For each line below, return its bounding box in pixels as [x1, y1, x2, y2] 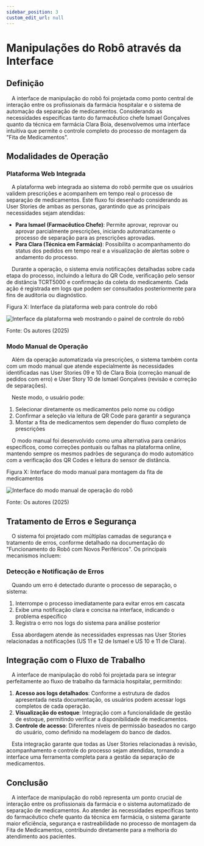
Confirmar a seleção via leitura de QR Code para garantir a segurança [15, 412, 191, 419]
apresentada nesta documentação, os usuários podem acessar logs [15, 696, 186, 704]
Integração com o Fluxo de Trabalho [6, 655, 146, 665]
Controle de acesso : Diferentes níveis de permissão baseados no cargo [15, 722, 196, 729]
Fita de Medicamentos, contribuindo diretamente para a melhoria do [6, 826, 178, 834]
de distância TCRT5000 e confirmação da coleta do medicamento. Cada [6, 279, 188, 286]
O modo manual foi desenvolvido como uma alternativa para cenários [12, 437, 186, 444]
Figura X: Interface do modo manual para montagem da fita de [6, 468, 163, 476]
